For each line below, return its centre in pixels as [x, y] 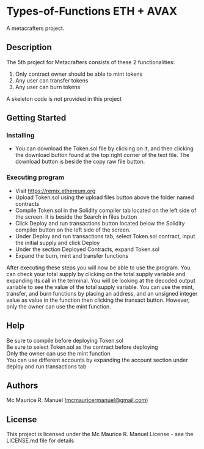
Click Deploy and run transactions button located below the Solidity [100, 223]
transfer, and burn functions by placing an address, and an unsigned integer [102, 293]
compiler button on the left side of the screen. [73, 230]
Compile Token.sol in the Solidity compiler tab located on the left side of [106, 210]
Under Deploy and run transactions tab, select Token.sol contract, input [105, 236]
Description [29, 47]
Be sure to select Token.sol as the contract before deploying [82, 347]
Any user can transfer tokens [52, 80]
